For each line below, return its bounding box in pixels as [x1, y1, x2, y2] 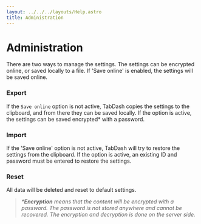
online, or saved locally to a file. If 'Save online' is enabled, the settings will [6, 67, 193, 75]
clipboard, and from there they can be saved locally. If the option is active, [6, 109, 192, 116]
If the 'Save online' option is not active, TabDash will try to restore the [6, 144, 180, 152]
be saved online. [6, 73, 47, 81]
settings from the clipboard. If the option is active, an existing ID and [6, 151, 177, 158]
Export [6, 89, 27, 97]
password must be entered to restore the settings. [6, 157, 132, 165]
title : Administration [6, 15, 64, 21]
